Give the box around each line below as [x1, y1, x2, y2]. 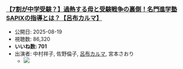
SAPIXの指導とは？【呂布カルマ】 [6, 13, 102, 22]
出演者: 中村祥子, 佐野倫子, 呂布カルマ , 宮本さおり [14, 50, 134, 57]
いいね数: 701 [14, 43, 47, 50]
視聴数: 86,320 [14, 36, 51, 43]
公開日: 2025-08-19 [14, 28, 63, 36]
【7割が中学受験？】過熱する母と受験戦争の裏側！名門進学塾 [6, 5, 177, 13]
